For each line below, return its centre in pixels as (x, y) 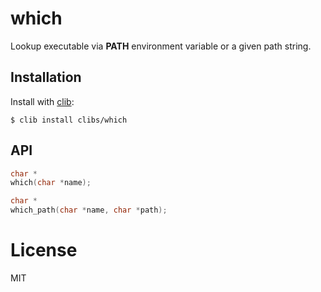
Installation (46, 77)
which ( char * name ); (51, 183)
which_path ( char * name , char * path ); (89, 210)
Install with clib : (42, 101)
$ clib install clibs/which (69, 120)
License (44, 250)
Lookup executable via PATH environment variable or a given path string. (161, 46)
